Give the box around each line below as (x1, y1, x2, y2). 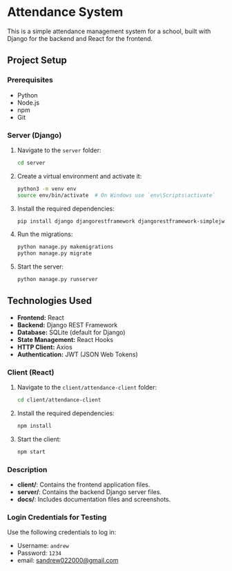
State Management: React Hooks (17, 335, 114, 343)
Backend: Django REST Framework (17, 320, 118, 329)
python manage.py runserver (17, 276, 98, 283)
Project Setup (7, 55, 68, 66)
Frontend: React (17, 313, 64, 322)
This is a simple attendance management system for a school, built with (7, 27, 211, 35)
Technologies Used (7, 295, 92, 307)
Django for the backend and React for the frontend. (7, 34, 153, 42)
